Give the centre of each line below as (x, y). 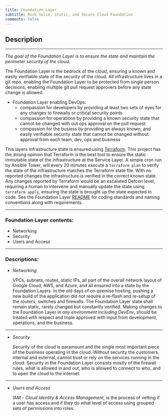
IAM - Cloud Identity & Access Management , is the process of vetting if (86, 397)
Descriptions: (22, 260)
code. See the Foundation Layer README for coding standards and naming (82, 197)
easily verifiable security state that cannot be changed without (84, 134)
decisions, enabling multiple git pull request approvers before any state (78, 87)
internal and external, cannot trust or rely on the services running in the (86, 357)
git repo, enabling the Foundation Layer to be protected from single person (82, 82)
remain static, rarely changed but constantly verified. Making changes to (87, 307)
